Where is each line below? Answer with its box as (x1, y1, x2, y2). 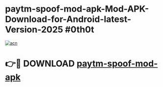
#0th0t (65, 24, 94, 35)
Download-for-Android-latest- (5, 14, 131, 25)
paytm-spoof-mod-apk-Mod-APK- (5, 3, 149, 15)
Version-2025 (5, 24, 64, 35)
